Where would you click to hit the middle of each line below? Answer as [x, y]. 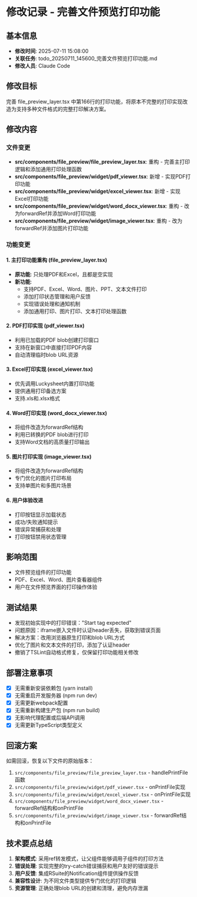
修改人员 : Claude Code [42, 66]
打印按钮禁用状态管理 [40, 536]
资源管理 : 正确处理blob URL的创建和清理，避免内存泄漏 [81, 888]
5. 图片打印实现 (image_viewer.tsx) [49, 456]
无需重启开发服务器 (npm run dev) [56, 696]
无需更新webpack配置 [41, 703]
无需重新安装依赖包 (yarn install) [54, 688]
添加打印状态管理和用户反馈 [57, 296]
